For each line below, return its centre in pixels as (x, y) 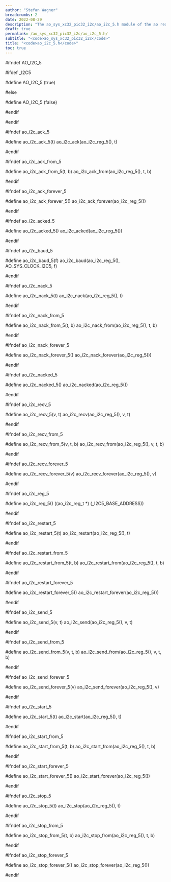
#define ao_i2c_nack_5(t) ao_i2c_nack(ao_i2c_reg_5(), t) (64, 295)
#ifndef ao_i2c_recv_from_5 (34, 434)
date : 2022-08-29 (24, 19)
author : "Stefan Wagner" (32, 10)
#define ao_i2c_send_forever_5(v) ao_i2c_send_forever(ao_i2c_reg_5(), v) (82, 687)
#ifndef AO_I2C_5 (23, 62)
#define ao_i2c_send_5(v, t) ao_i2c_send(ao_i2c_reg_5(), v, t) (69, 622)
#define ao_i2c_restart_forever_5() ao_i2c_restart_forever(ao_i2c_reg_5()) (82, 592)
